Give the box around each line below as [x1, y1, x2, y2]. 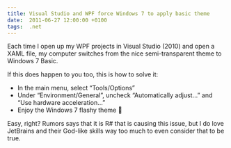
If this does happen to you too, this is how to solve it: [7, 70, 159, 79]
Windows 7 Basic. [7, 57, 58, 65]
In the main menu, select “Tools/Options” [17, 84, 136, 92]
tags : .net [7, 23, 42, 30]
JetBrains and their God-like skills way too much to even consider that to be [7, 126, 225, 135]
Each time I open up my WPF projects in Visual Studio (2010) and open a [7, 42, 215, 51]
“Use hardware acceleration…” [17, 99, 106, 107]
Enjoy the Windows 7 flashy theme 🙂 [17, 106, 122, 115]
